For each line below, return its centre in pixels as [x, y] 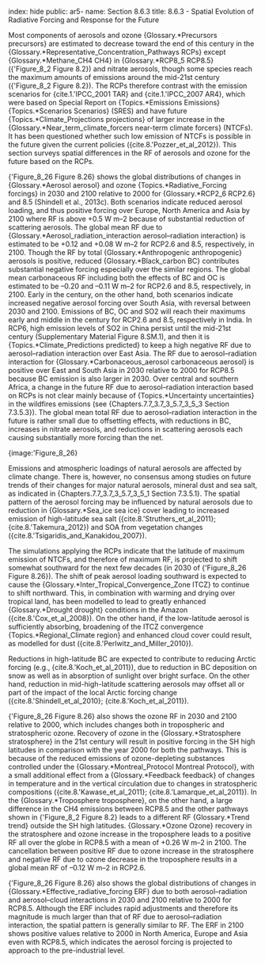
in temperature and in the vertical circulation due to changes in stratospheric [133, 784]
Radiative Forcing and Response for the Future [84, 20]
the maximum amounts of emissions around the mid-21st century [114, 77]
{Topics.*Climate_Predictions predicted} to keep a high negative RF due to [130, 345]
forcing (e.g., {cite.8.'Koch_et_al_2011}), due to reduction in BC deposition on [132, 667]
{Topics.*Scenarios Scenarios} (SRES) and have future [98, 111]
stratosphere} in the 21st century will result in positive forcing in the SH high [132, 741]
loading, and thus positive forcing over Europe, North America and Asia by [129, 210]
